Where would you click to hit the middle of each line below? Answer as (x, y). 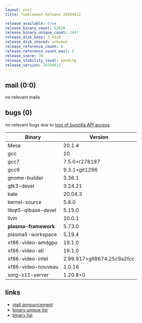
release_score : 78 (24, 56)
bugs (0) (19, 113)
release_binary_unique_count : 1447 (42, 33)
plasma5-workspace (32, 234)
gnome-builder (26, 178)
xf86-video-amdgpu (33, 242)
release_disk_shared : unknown (36, 42)
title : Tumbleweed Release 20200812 (43, 14)
